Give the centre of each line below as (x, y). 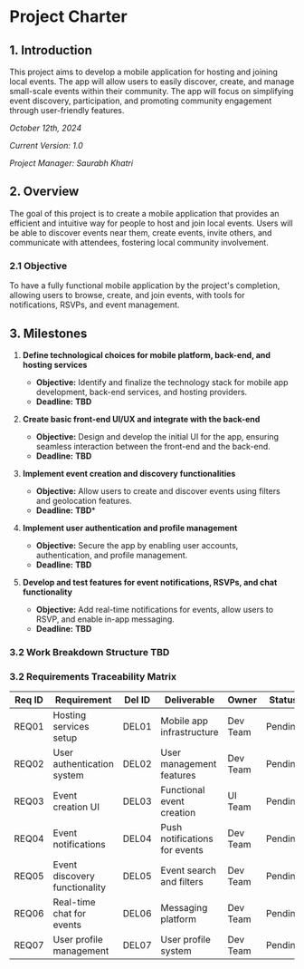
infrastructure (190, 732)
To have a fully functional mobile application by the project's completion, (145, 286)
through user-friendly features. (67, 110)
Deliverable (190, 700)
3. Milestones (48, 333)
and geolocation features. (84, 500)
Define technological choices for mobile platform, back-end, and (147, 354)
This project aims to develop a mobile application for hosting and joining (144, 72)
